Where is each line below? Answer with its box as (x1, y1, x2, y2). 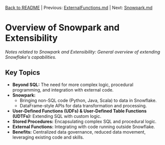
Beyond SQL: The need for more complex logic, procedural (12, 82, 134, 88)
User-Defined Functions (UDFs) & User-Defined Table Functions (12, 108, 147, 114)
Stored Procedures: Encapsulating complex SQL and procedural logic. (12, 118, 157, 124)
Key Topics (5, 68, 41, 77)
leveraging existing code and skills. (12, 134, 84, 140)
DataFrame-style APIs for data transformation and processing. (19, 102, 147, 108)
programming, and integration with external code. (12, 87, 114, 93)
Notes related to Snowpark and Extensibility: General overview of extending (5, 48, 161, 54)
